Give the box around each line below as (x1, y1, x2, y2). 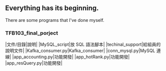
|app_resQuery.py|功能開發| (5, 60, 62, 66)
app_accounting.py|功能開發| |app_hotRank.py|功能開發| (13, 54, 130, 60)
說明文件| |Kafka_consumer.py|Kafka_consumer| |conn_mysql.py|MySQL (5, 48, 155, 54)
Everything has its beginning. (5, 4, 99, 12)
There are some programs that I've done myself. (5, 17, 104, 23)
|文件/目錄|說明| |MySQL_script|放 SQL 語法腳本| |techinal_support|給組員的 (5, 42, 161, 48)
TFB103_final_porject (5, 29, 58, 36)
